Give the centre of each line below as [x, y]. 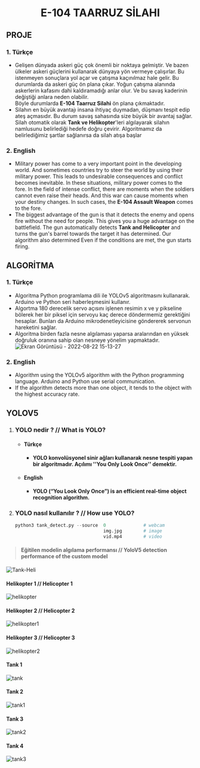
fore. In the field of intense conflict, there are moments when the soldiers [104, 189]
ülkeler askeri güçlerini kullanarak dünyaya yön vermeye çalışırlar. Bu [99, 71]
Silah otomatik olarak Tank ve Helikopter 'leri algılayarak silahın [92, 122]
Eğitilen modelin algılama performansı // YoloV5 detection [94, 550]
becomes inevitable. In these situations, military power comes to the [99, 183]
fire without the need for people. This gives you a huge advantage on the [104, 221]
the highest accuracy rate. [47, 394]
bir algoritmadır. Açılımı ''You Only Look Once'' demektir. [105, 464]
